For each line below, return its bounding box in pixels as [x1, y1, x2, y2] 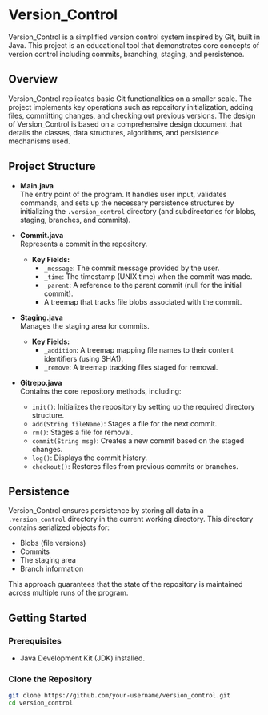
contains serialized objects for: [8, 523, 110, 532]
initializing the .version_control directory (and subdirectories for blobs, [19, 206, 257, 216]
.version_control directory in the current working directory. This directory [8, 515, 254, 524]
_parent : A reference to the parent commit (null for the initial [43, 280, 242, 289]
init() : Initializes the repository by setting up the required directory [31, 402, 255, 411]
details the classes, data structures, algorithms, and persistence [8, 127, 220, 137]
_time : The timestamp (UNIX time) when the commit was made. [43, 271, 253, 281]
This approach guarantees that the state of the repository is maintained [8, 580, 243, 589]
